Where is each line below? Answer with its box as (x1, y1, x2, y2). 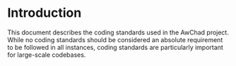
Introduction (7, 5, 82, 21)
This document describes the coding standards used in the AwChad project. (7, 28, 230, 37)
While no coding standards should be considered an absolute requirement (7, 35, 223, 44)
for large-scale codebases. (7, 51, 86, 59)
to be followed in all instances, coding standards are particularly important (7, 43, 224, 51)
